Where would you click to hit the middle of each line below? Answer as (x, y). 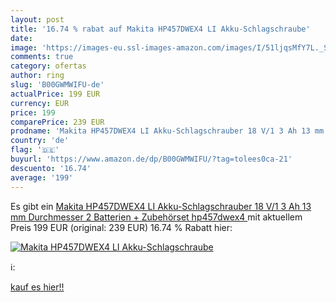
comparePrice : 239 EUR (57, 122)
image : (24, 47)
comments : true (42, 57)
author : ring (37, 76)
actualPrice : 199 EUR (55, 94)
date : (21, 38)
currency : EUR (40, 103)
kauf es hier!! (37, 287)
